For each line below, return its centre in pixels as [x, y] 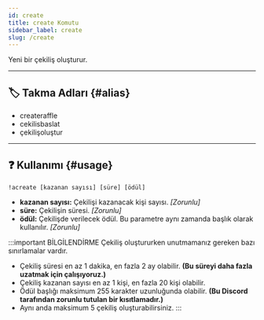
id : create [26, 15]
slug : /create [31, 37]
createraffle [38, 116]
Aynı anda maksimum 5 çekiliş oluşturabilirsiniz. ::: [101, 307]
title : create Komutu [44, 23]
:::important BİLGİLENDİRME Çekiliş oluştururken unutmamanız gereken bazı [132, 242]
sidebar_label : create [45, 30]
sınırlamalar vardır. [38, 250]
